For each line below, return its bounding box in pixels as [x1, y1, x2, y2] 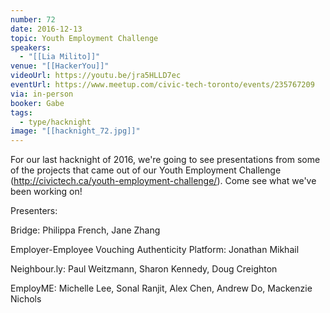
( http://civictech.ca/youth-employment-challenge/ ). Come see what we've [10, 175, 317, 187]
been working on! [10, 186, 83, 198]
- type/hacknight [19, 117, 92, 127]
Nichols [10, 293, 42, 305]
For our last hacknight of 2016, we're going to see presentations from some [10, 154, 321, 166]
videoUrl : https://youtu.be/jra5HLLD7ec [10, 71, 182, 81]
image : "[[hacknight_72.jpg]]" [10, 126, 141, 136]
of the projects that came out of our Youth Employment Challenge [10, 164, 282, 176]
